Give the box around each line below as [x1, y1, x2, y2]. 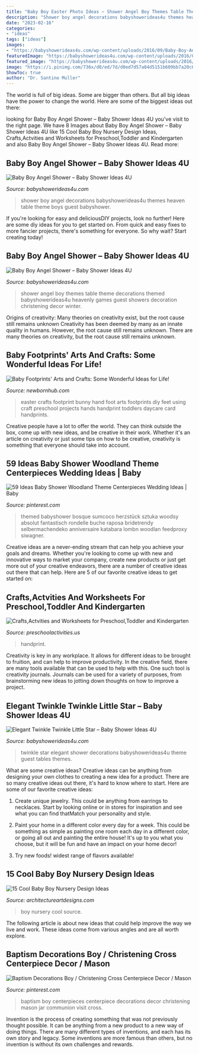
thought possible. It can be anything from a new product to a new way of [6, 1021, 184, 1029]
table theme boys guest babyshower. [20, 203, 111, 210]
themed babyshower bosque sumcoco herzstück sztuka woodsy [20, 513, 179, 520]
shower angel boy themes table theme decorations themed [20, 290, 165, 297]
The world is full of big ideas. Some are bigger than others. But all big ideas [6, 92, 190, 99]
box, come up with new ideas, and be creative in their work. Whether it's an [6, 429, 191, 436]
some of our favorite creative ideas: [6, 786, 93, 793]
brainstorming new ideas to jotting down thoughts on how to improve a [6, 677, 179, 685]
